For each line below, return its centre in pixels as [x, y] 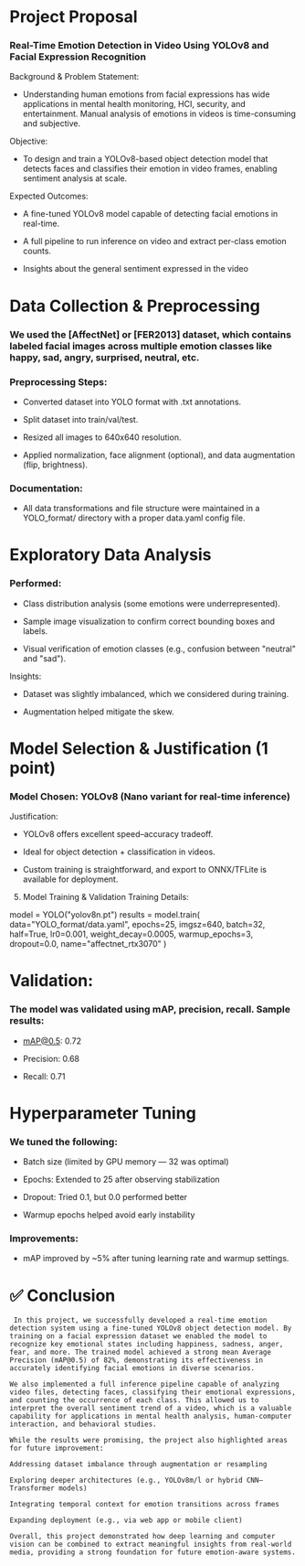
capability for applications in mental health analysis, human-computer [151, 1416]
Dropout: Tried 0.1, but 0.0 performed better [105, 1197]
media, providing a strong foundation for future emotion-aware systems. [153, 1552]
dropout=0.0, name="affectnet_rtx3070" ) [88, 944]
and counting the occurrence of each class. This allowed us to [134, 1400]
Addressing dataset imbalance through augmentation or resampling [138, 1464]
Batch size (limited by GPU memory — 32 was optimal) [126, 1162]
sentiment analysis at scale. [75, 178]
